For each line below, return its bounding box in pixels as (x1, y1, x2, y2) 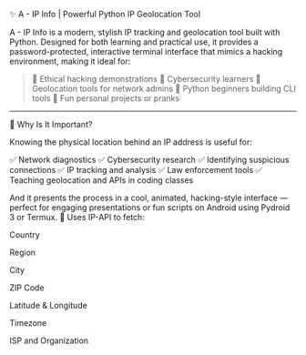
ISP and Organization (9, 335, 89, 346)
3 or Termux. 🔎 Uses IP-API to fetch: (9, 212, 146, 222)
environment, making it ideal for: (9, 56, 131, 66)
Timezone (9, 318, 47, 328)
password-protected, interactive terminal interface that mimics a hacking (9, 46, 283, 56)
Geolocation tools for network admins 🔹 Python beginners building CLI (31, 83, 296, 94)
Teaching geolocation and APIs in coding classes (9, 175, 194, 186)
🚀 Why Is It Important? (9, 119, 93, 129)
